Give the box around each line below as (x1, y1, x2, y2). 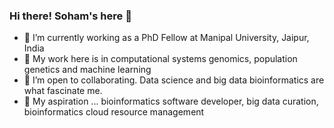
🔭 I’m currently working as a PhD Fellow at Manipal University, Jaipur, (23, 32, 310, 44)
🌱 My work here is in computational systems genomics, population (23, 53, 298, 65)
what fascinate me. (23, 85, 103, 97)
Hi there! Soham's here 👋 (9, 9, 132, 23)
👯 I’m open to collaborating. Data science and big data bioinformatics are (23, 74, 325, 86)
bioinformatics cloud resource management (23, 106, 205, 118)
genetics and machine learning (23, 64, 152, 76)
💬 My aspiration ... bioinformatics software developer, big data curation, (23, 95, 319, 108)
